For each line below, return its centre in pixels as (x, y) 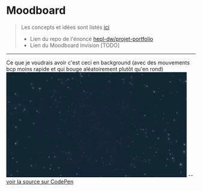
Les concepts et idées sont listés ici (65, 27)
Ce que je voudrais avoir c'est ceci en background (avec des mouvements (98, 62)
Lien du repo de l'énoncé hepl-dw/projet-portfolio (91, 39)
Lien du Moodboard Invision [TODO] (75, 45)
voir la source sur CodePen (40, 181)
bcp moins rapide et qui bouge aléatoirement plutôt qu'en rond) (85, 69)
